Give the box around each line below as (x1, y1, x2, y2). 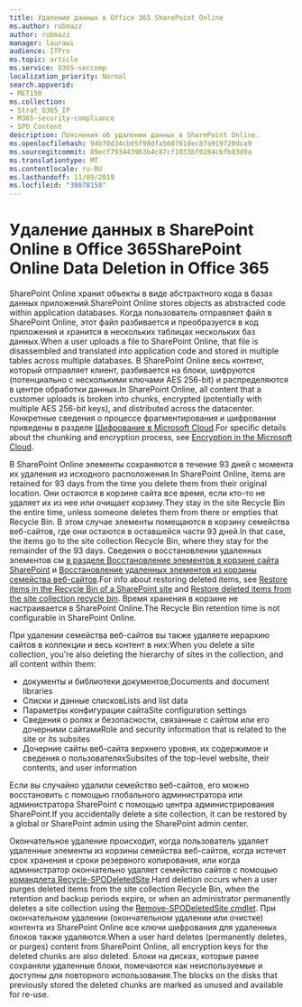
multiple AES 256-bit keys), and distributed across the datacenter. (9, 403, 254, 414)
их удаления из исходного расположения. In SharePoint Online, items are (9, 468, 286, 479)
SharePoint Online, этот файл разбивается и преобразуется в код (9, 317, 259, 328)
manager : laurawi (9, 38, 75, 48)
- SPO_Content (9, 123, 63, 132)
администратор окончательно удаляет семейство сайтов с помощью (9, 864, 279, 875)
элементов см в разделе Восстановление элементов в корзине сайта (9, 555, 279, 566)
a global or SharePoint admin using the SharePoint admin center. (9, 818, 250, 829)
